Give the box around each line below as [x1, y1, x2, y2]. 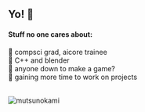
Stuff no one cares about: [8, 29, 92, 39]
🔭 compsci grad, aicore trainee [8, 47, 107, 56]
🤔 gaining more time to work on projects [8, 72, 138, 81]
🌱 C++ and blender [8, 56, 70, 65]
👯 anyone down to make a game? [8, 63, 115, 73]
